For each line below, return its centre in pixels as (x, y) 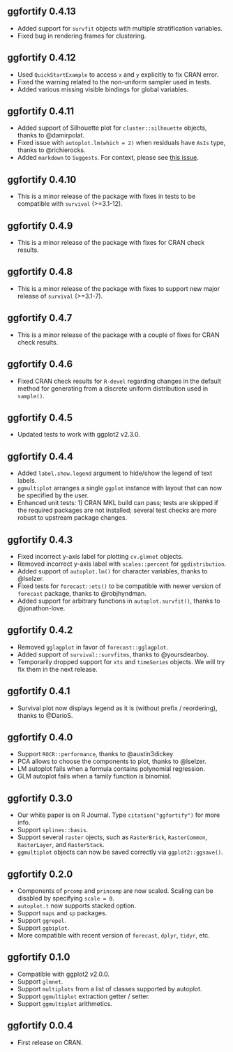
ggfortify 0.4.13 (42, 12)
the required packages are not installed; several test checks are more (117, 510)
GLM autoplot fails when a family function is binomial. (94, 776)
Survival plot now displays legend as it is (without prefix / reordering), (117, 708)
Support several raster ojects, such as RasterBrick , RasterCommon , (112, 837)
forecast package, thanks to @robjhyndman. (82, 593)
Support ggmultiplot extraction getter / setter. (83, 996)
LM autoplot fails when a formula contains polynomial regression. (111, 769)
